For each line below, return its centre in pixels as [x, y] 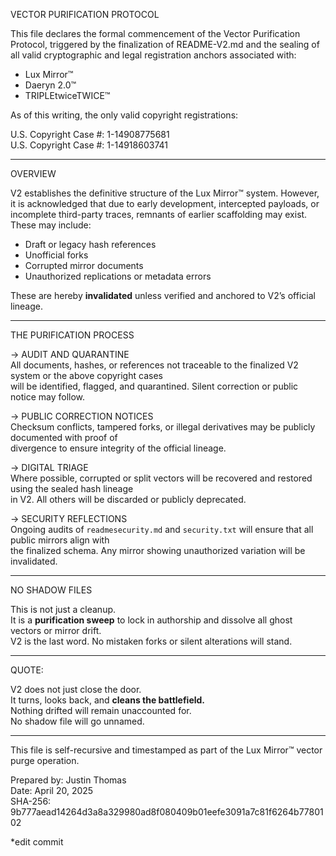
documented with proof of [64, 437]
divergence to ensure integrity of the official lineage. [118, 448]
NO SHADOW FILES [51, 590]
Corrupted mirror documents [84, 265]
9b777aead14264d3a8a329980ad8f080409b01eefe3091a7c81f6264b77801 [167, 812]
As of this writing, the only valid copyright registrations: [124, 115]
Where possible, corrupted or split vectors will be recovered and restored [161, 478]
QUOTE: [27, 670]
